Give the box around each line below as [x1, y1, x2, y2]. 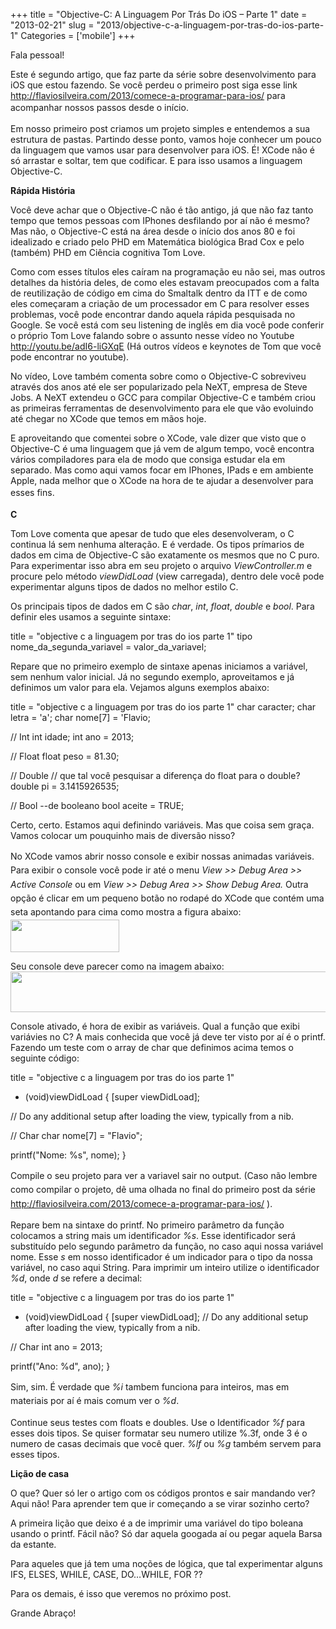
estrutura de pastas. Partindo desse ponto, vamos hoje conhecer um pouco [10, 134, 322, 146]
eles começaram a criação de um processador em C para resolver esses [10, 298, 310, 310]
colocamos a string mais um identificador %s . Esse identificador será [10, 1230, 297, 1242]
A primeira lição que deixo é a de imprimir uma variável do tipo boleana [10, 1517, 304, 1529]
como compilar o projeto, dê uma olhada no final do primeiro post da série [10, 1184, 316, 1196]
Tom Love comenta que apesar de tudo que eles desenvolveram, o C [10, 527, 295, 539]
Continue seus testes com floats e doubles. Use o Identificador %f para [10, 1416, 306, 1428]
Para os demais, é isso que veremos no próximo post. [10, 1587, 232, 1599]
